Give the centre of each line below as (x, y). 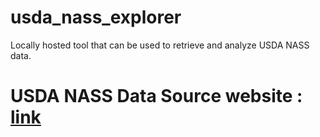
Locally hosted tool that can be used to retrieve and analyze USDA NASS (160, 45)
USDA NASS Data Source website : (156, 96)
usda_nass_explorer (96, 17)
